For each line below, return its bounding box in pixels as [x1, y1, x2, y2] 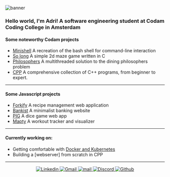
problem [12, 64, 30, 70]
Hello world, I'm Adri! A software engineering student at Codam [5, 17, 164, 24]
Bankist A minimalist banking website [12, 108, 90, 114]
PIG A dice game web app [12, 113, 67, 119]
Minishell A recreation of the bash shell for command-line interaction [12, 48, 156, 54]
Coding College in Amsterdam [5, 23, 81, 30]
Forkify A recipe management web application [12, 102, 109, 109]
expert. [12, 75, 28, 81]
